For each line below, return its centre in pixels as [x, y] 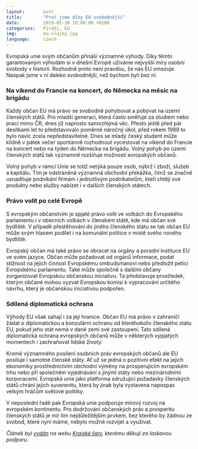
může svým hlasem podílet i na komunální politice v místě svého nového [94, 233]
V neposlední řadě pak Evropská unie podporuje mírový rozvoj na [86, 403]
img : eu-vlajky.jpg [42, 34]
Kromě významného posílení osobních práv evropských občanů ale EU [92, 353]
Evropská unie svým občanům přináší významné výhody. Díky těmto [89, 56]
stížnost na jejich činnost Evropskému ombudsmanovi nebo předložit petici [97, 263]
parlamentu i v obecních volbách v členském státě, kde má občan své [91, 220]
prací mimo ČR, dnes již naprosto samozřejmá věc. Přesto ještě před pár [94, 124]
